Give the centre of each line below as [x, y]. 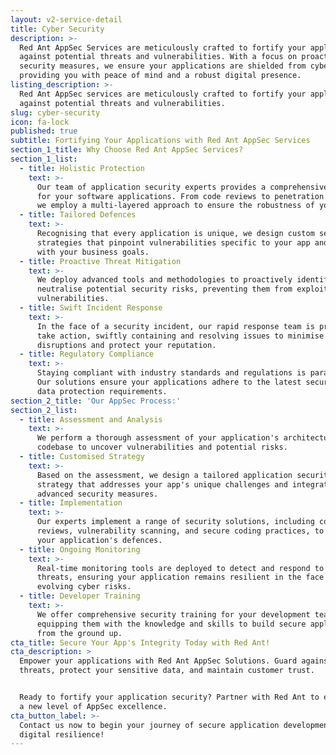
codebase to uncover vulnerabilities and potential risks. [162, 447]
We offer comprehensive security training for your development [173, 614]
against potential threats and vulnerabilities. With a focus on [158, 57]
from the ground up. [79, 633]
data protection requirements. [102, 391]
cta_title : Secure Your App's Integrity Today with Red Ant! [140, 642]
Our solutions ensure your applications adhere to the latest [169, 382]
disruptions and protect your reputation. [126, 345]
